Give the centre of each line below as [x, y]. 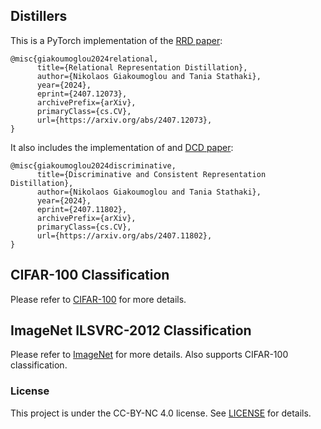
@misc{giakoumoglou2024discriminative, [93, 165]
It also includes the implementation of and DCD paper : [122, 147]
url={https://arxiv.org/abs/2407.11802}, [124, 235]
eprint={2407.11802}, [82, 209]
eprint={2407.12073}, [82, 94]
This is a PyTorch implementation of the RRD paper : [116, 40]
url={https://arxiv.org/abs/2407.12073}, [124, 120]
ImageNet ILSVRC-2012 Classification [131, 330]
